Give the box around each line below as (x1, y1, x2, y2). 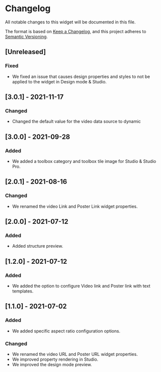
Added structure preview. (12, 243, 63, 249)
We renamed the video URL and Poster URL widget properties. (12, 352, 138, 357)
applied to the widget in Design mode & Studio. (12, 78, 107, 84)
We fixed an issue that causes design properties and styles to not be (12, 74, 150, 79)
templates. (12, 288, 34, 294)
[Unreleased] (5, 48, 46, 56)
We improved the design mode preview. (12, 362, 92, 368)
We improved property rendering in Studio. (12, 356, 99, 362)
